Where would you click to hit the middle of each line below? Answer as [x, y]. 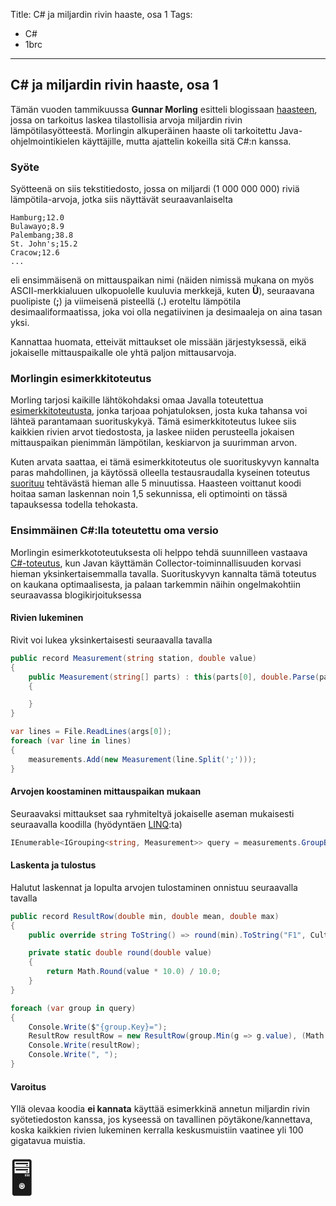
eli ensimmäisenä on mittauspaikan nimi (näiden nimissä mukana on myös [162, 280]
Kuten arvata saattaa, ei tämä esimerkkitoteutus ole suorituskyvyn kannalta [165, 462]
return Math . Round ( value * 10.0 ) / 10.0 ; [134, 972]
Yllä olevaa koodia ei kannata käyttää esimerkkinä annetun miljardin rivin [160, 1109]
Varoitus [28, 1086]
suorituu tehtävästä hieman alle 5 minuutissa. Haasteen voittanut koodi [156, 483]
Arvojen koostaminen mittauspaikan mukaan [106, 791]
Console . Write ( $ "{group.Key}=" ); [98, 1027]
